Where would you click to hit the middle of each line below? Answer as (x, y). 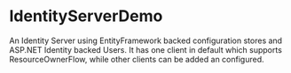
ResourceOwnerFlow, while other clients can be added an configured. (137, 59)
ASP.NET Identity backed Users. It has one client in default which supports (145, 49)
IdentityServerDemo (86, 16)
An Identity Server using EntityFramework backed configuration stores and (145, 40)
